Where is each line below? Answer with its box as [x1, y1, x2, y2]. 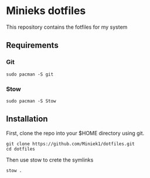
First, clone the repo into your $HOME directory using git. [6, 129, 145, 136]
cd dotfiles [6, 146, 35, 152]
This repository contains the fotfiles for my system [6, 23, 128, 30]
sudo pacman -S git [6, 71, 54, 77]
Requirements [6, 40, 59, 50]
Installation [6, 114, 48, 124]
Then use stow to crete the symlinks [6, 156, 94, 163]
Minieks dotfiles [6, 4, 86, 18]
